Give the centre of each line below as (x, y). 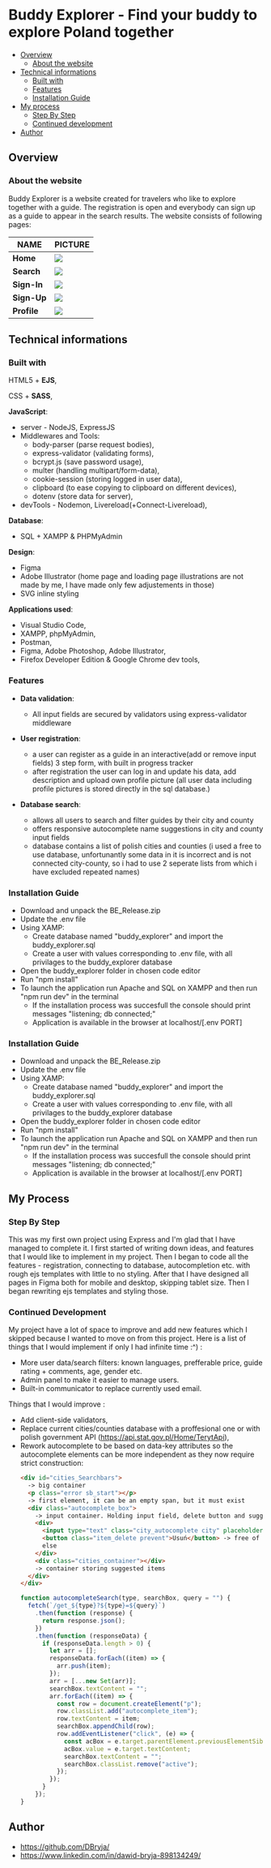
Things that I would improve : (57, 1404)
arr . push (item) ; (84, 1666)
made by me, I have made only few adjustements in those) (117, 585)
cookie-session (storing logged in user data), (107, 479)
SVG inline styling (49, 594)
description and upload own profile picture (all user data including (142, 779)
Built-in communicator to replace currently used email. (111, 1389)
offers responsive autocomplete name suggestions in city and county (148, 828)
